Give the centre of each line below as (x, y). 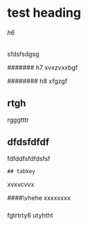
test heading (44, 13)
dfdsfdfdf (28, 142)
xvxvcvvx (21, 184)
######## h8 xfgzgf (37, 81)
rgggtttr (18, 120)
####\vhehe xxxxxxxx (39, 198)
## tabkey (21, 172)
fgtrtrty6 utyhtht (30, 215)
